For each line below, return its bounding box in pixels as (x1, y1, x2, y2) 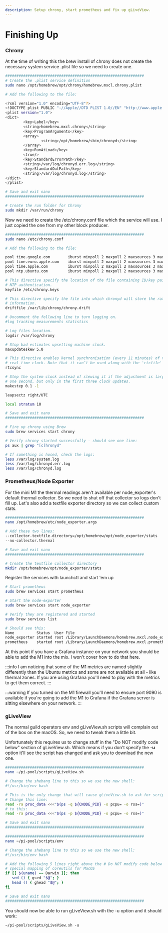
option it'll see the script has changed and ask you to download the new (5, 750, 153, 756)
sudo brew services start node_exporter (5, 603, 91, 608)
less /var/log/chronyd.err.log (5, 461, 70, 466)
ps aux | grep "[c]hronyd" (5, 443, 61, 448)
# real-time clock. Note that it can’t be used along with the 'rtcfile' (5, 360, 162, 366)
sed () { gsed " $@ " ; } (11, 875, 59, 881)
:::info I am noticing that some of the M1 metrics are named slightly (5, 664, 142, 670)
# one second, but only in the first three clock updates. (5, 379, 131, 384)
